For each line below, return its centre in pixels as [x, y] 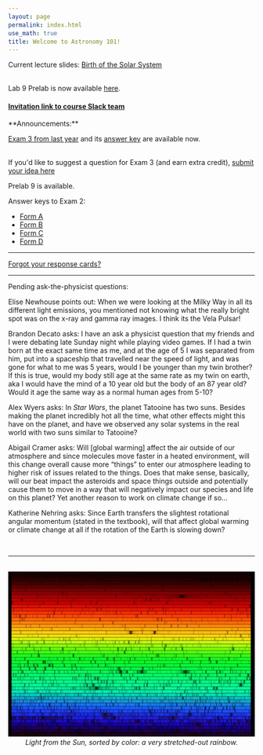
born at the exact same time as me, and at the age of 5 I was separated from [131, 350]
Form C [31, 233]
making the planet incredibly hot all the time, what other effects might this [127, 416]
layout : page [29, 16]
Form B [31, 225]
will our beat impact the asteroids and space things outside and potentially [128, 481]
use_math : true [33, 33]
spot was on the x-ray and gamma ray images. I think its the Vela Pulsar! [124, 319]
